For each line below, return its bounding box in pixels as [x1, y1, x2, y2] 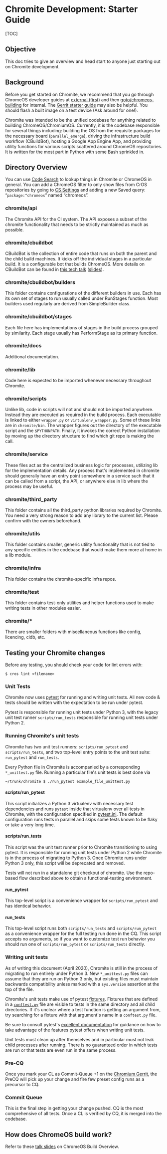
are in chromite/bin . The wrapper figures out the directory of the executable [5, 423, 162, 429]
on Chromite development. [5, 63, 60, 69]
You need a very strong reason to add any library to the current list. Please [5, 512, 158, 518]
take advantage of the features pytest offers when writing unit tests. [5, 1027, 145, 1033]
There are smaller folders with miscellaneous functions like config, [5, 629, 142, 635]
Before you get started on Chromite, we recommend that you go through [5, 91, 154, 97]
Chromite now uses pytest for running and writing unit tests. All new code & [5, 694, 161, 700]
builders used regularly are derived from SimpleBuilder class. [5, 301, 131, 307]
